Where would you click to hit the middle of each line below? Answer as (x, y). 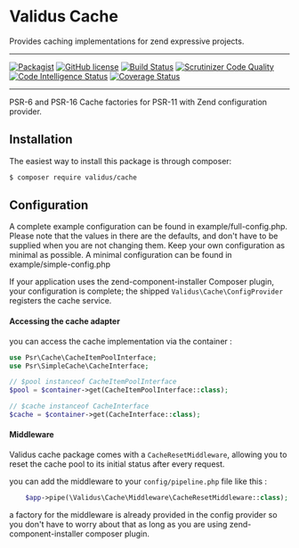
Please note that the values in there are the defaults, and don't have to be (144, 236)
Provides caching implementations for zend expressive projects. (127, 41)
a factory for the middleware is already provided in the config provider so (143, 514)
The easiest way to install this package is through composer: (121, 161)
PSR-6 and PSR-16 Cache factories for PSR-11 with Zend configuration (138, 102)
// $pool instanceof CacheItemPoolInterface (93, 382)
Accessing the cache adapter (65, 321)
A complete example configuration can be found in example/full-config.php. (148, 227)
